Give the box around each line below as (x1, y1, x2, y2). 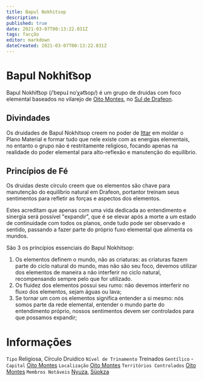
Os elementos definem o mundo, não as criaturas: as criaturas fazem (15, 256, 188, 263)
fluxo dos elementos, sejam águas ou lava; (15, 288, 122, 295)
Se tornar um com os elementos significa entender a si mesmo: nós (15, 295, 184, 302)
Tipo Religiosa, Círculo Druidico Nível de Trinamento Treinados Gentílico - (6, 356, 194, 363)
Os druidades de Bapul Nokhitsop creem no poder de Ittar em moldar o (6, 129, 184, 137)
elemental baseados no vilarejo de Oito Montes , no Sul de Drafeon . (6, 95, 174, 103)
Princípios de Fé (6, 166, 68, 177)
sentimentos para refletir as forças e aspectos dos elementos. (6, 195, 161, 202)
